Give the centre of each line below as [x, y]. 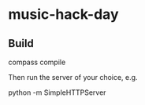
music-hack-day [63, 14]
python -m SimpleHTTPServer [57, 92]
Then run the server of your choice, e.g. [73, 77]
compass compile [37, 62]
